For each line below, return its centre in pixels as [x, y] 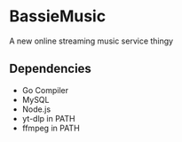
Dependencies [50, 69]
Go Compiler [45, 90]
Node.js [36, 109]
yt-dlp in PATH [48, 118]
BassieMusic [58, 16]
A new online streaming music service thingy [91, 41]
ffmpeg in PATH [51, 128]
